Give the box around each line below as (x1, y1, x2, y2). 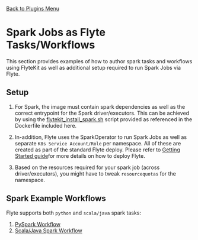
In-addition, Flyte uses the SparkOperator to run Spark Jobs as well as (14, 133, 187, 141)
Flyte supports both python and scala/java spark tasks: (6, 209, 141, 216)
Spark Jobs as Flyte (6, 26, 106, 39)
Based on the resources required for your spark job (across (14, 164, 160, 171)
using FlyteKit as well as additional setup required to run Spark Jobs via (6, 64, 181, 71)
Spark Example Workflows (6, 193, 107, 203)
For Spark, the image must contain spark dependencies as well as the (14, 103, 186, 110)
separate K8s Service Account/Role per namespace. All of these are (14, 140, 181, 147)
